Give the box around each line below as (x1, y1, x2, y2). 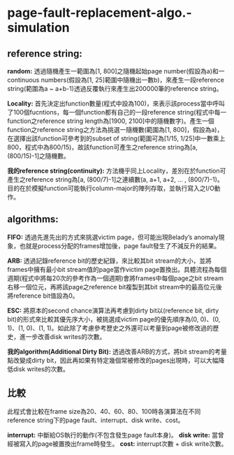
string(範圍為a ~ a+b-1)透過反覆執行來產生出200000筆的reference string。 (7, 85, 223, 92)
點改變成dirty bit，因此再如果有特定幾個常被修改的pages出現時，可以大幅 (7, 356, 219, 364)
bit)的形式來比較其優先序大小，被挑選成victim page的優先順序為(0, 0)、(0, (7, 315, 221, 323)
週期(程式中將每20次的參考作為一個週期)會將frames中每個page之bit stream (7, 274, 224, 282)
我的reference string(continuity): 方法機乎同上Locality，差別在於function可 (7, 166, 226, 175)
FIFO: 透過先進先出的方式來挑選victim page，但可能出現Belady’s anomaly (7, 233, 219, 241)
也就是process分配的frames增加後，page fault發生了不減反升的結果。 (19, 241, 221, 250)
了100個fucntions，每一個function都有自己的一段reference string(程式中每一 (7, 108, 227, 116)
